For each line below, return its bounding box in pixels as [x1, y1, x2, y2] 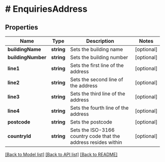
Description [86, 38, 114, 44]
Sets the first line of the [70, 62, 124, 68]
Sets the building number [70, 54, 128, 61]
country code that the [70, 133, 120, 139]
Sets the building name [70, 46, 123, 53]
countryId [7, 133, 31, 139]
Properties [5, 23, 38, 32]
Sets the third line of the [70, 90, 125, 97]
